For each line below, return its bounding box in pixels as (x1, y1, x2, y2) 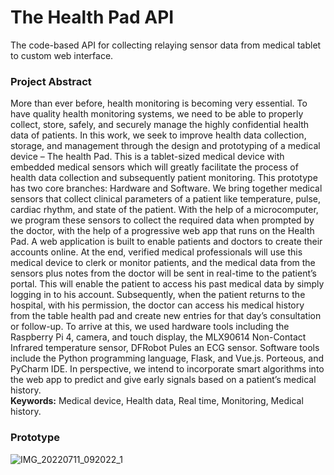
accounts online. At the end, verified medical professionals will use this (10, 246, 303, 258)
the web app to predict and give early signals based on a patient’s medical (10, 374, 317, 386)
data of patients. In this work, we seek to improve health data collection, (10, 129, 307, 141)
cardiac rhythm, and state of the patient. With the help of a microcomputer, (10, 204, 319, 216)
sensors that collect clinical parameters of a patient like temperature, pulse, (10, 193, 322, 205)
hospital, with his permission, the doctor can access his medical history (10, 299, 305, 311)
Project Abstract (10, 74, 92, 88)
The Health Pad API (10, 6, 175, 29)
